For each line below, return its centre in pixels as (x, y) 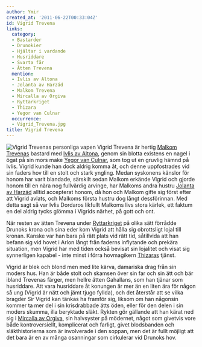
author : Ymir (23, 12)
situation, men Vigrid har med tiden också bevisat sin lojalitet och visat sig (98, 249)
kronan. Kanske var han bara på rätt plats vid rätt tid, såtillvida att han (93, 236)
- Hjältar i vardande (39, 51)
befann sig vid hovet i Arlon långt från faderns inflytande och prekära (92, 242)
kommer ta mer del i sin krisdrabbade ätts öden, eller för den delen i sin (95, 305)
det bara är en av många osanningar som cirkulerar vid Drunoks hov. (91, 337)
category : (24, 34)
